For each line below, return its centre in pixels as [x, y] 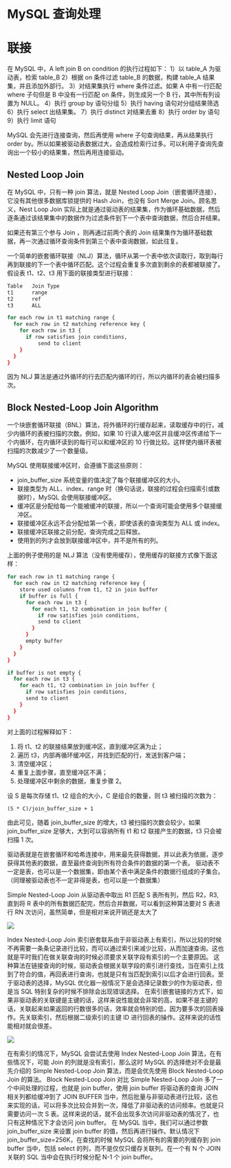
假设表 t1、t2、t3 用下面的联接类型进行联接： [71, 273]
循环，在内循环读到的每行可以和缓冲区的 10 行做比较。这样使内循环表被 [120, 442]
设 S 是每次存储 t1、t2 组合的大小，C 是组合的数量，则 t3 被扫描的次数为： [112, 795]
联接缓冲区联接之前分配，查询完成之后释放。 [80, 532]
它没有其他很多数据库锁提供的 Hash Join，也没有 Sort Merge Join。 [103, 200]
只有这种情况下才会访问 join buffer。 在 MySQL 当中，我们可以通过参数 [108, 1122]
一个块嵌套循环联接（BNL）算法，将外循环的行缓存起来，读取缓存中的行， [112, 425]
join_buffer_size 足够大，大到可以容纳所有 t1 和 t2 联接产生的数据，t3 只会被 [114, 831]
